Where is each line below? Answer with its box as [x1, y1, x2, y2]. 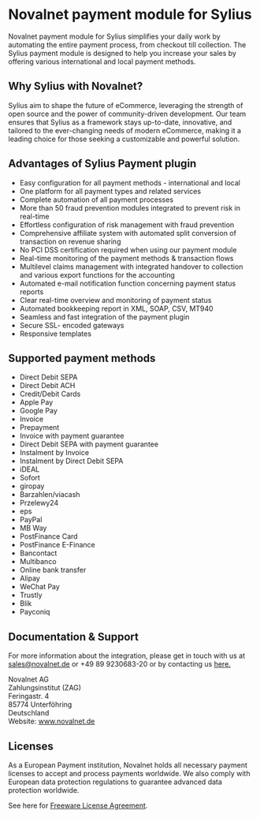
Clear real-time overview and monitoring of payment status [19, 295, 212, 304]
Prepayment [19, 423, 60, 432]
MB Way [19, 523, 47, 533]
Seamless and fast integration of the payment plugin [19, 312, 190, 321]
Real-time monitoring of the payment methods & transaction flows [19, 253, 234, 263]
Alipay [19, 573, 41, 583]
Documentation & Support [8, 629, 139, 644]
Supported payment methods [8, 351, 156, 364]
